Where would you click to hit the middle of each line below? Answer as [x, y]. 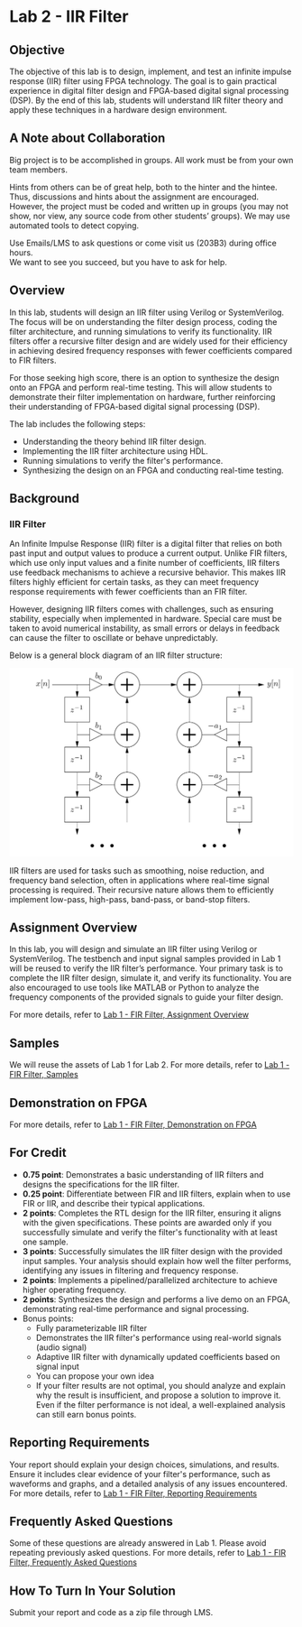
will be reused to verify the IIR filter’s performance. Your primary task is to [146, 968]
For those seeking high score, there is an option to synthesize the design [144, 377]
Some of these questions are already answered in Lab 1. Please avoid [138, 1543]
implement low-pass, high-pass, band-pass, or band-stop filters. [130, 899]
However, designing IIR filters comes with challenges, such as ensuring [142, 609]
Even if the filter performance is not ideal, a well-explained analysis [160, 1404]
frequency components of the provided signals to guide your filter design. [146, 997]
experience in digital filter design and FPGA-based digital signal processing [149, 91]
